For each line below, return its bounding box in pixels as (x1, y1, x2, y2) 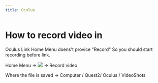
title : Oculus (5, 7, 36, 13)
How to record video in (5, 29, 103, 41)
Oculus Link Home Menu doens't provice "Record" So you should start (5, 46, 153, 52)
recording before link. (5, 51, 51, 58)
